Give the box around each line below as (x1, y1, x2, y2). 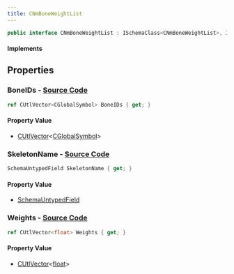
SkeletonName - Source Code (7, 149, 110, 159)
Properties (7, 64, 54, 77)
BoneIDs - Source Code (7, 85, 88, 95)
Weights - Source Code (7, 213, 88, 223)
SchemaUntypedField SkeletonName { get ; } (7, 165, 132, 172)
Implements (7, 45, 43, 53)
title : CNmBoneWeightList (7, 10, 82, 17)
